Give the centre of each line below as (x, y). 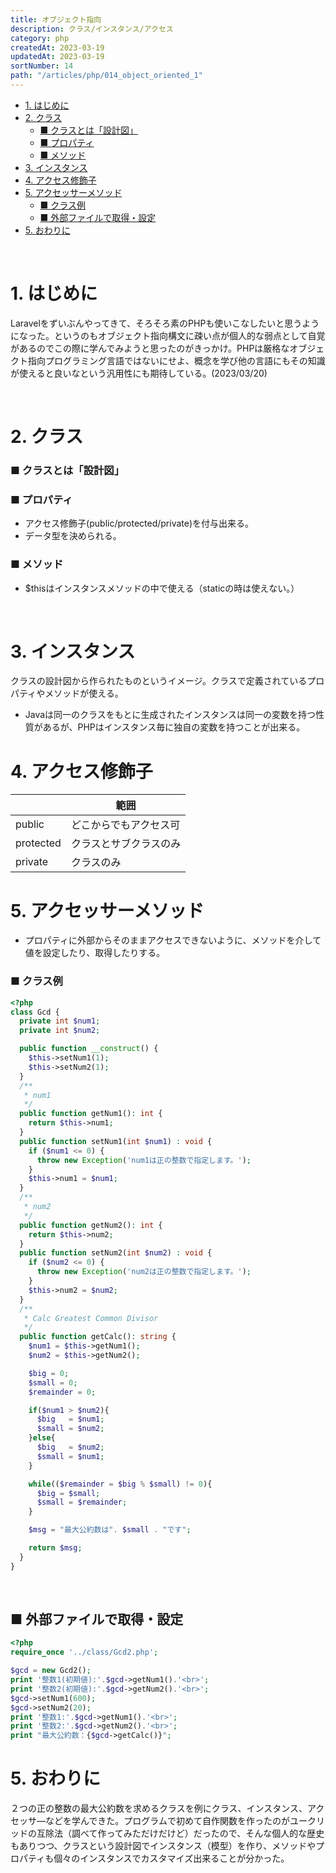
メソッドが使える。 (84, 693)
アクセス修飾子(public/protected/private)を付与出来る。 (139, 523)
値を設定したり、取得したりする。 (95, 953)
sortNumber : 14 (42, 66)
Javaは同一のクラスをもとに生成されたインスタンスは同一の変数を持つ (170, 715)
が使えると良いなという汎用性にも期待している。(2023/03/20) (139, 373)
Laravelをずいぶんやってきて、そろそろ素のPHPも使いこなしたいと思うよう (165, 323)
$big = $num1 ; (70, 1419)
